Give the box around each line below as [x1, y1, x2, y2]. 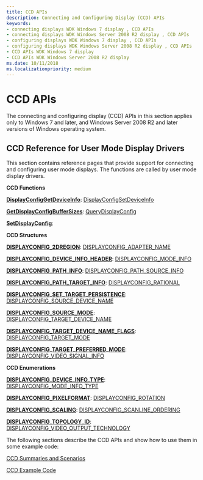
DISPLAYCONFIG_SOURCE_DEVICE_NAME [6, 297, 114, 305]
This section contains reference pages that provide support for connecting [6, 160, 194, 167]
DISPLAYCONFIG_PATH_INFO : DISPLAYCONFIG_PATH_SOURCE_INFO [6, 267, 184, 275]
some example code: [6, 443, 59, 450]
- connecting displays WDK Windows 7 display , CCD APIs [6, 26, 154, 32]
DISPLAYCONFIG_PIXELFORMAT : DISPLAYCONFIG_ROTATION [6, 394, 166, 402]
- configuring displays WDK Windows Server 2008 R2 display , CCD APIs [6, 43, 192, 50]
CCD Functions [6, 184, 46, 191]
